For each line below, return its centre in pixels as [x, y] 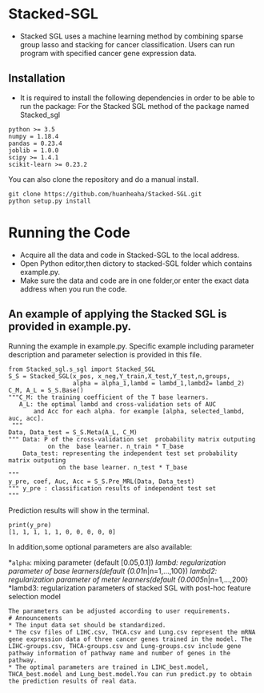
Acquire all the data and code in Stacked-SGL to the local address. [130, 255]
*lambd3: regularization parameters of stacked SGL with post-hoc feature [130, 588]
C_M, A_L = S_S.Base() [46, 390]
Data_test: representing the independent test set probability [130, 453]
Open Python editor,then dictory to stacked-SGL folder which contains [136, 263]
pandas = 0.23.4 [35, 143]
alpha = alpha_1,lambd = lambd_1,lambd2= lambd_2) [159, 383]
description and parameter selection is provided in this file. [105, 354]
